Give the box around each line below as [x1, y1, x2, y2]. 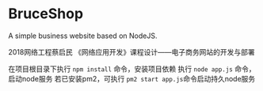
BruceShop [8, 5, 84, 23]
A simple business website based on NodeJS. [8, 31, 158, 40]
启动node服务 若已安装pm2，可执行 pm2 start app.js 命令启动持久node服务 [8, 74, 256, 83]
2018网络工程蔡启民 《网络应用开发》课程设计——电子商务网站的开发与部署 [8, 47, 255, 56]
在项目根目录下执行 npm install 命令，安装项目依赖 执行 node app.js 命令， [8, 64, 256, 74]
